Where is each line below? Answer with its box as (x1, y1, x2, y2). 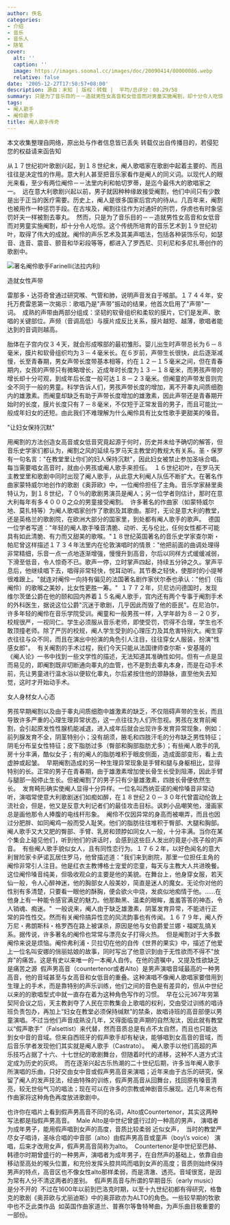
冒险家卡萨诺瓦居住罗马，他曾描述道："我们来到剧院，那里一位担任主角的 (12, 852, 220, 861)
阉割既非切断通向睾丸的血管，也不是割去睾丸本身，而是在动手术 (42, 660, 223, 669)
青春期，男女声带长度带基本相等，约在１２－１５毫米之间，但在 (30, 357, 211, 365)
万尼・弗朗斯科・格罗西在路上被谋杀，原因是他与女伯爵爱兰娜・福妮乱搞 (7, 921, 211, 930)
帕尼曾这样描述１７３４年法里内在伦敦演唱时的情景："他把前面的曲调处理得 (7, 540, 220, 549)
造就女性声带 (7, 276, 43, 285)
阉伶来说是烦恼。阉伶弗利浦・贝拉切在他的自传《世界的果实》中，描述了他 (7, 938, 217, 947)
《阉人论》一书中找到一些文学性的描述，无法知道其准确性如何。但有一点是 (7, 652, 217, 660)
